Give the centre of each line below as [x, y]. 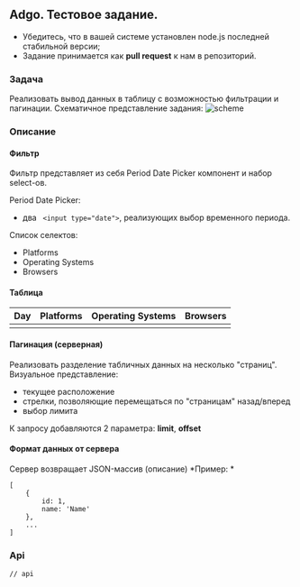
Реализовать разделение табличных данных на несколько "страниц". [143, 364]
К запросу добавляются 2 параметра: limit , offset [105, 428]
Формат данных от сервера [64, 449]
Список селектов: [44, 235]
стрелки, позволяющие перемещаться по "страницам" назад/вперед [156, 401]
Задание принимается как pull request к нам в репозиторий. [139, 55]
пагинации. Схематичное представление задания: [106, 108]
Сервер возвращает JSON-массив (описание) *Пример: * [122, 469]
